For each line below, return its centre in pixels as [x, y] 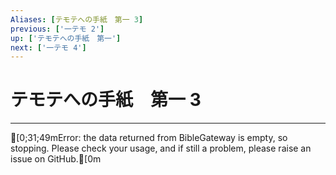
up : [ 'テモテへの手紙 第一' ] [66, 38]
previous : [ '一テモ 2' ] [57, 29]
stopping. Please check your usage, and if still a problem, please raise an [161, 148]
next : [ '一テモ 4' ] [48, 47]
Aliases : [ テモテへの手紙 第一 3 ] [77, 19]
